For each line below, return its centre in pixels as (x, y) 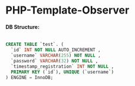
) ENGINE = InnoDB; (29, 77)
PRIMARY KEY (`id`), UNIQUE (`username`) (62, 72)
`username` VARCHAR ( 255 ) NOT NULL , (56, 56)
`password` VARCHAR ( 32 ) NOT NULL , (55, 61)
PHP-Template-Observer (67, 10)
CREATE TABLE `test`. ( (35, 45)
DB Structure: (22, 27)
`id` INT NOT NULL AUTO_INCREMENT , (56, 50)
